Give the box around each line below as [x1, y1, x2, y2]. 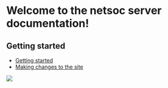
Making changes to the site [15, 63, 83, 70]
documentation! [6, 16, 89, 30]
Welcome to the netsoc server [6, 4, 162, 18]
